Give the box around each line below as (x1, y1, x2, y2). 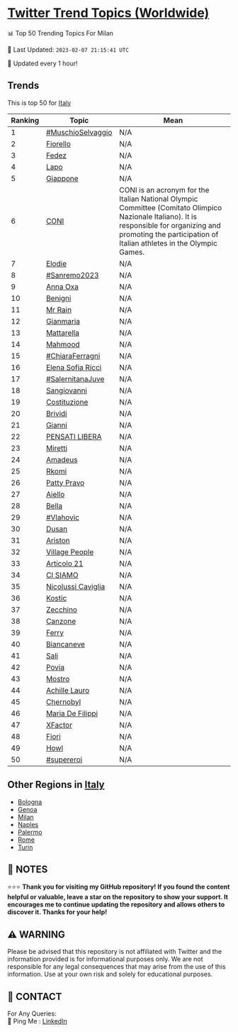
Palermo (17, 828, 42, 836)
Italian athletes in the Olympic (119, 238, 217, 248)
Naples (17, 820, 39, 828)
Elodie (45, 258, 67, 268)
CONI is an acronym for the (119, 185, 210, 194)
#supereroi (45, 754, 83, 764)
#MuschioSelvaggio (45, 127, 113, 137)
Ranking (11, 115, 40, 125)
